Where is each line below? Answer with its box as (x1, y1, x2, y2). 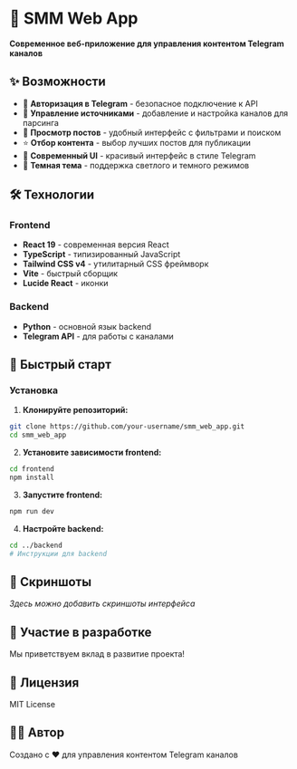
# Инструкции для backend (9, 549, 107, 558)
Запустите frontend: (22, 489, 102, 500)
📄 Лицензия (9, 675, 80, 690)
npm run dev (9, 506, 54, 515)
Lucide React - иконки (22, 278, 109, 289)
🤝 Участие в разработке (9, 624, 152, 639)
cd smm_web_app (9, 430, 67, 440)
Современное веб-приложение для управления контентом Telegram (9, 38, 285, 49)
